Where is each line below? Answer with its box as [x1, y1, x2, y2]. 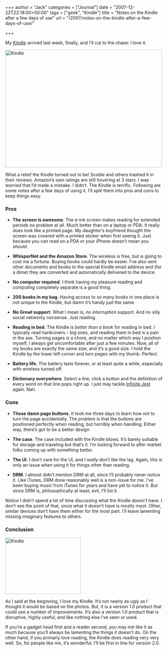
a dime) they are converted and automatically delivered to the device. [12, 269, 156, 275]
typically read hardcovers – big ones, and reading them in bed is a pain [12, 330, 159, 336]
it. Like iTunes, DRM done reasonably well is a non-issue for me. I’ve [12, 477, 154, 483]
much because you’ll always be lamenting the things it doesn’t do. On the [5, 629, 157, 635]
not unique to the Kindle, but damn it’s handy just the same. [12, 299, 135, 305]
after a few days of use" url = [5, 15, 66, 21]
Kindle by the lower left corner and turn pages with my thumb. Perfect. [12, 351, 158, 357]
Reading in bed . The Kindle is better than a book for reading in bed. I [12, 324, 155, 331]
